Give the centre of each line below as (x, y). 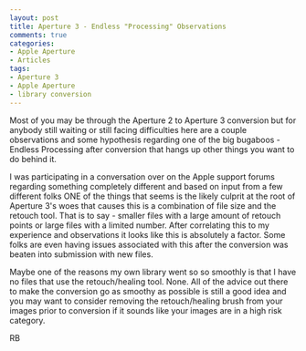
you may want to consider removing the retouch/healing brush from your (146, 301)
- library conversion (51, 94)
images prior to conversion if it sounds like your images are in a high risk (146, 310)
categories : (32, 43)
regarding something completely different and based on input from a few (146, 186)
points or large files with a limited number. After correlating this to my (139, 225)
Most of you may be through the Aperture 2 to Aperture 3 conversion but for (153, 120)
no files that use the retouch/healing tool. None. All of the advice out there (149, 281)
